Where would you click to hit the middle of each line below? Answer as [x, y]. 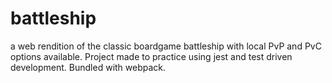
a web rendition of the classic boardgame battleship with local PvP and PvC [166, 46]
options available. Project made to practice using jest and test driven [151, 56]
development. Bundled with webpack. [88, 67]
